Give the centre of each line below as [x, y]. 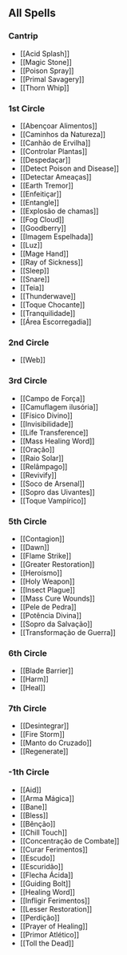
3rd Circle [28, 381]
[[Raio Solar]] [42, 458]
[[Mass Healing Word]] [57, 441]
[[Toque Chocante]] [52, 305]
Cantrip [23, 36]
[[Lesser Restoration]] [56, 908]
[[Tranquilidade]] [48, 313]
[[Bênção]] [38, 823]
